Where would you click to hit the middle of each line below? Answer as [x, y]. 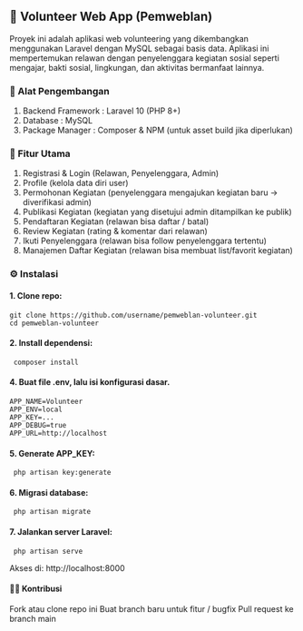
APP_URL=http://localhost [58, 433]
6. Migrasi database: [49, 492]
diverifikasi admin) [57, 202]
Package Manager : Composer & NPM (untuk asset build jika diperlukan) [157, 130]
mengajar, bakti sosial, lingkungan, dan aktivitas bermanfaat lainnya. [137, 67]
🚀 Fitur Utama [40, 153]
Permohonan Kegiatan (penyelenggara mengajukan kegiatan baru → [150, 192]
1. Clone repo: [36, 295]
